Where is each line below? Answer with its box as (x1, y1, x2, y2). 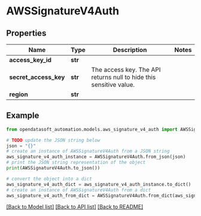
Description (112, 46, 147, 54)
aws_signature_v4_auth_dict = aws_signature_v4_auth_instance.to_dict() (6, 181, 191, 187)
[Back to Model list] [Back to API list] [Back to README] (6, 203, 144, 211)
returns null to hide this (91, 73, 156, 81)
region (9, 90, 28, 98)
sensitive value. (91, 81, 135, 89)
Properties (6, 28, 47, 38)
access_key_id (9, 56, 52, 64)
